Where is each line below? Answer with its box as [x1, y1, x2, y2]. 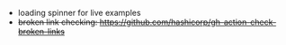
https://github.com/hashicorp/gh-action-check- [99, 17, 277, 27]
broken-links [17, 26, 66, 36]
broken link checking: [17, 17, 98, 27]
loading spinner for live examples [17, 8, 141, 18]
